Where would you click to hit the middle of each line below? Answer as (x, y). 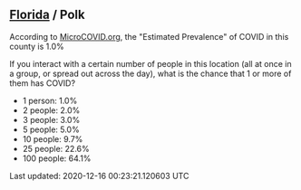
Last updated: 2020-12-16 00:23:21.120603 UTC (99, 176)
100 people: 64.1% (57, 158)
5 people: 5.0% (51, 129)
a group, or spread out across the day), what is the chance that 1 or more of (150, 73)
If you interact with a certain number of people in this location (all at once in (150, 63)
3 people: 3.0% (51, 119)
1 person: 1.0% (50, 100)
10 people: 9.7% (53, 138)
